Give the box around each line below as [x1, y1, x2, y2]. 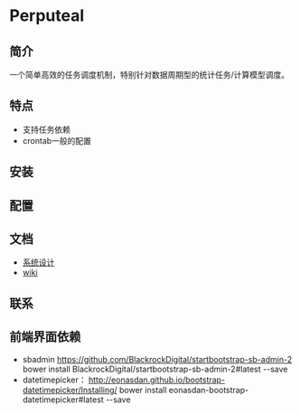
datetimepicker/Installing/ [22, 384, 118, 395]
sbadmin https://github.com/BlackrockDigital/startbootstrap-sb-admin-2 [22, 353, 292, 364]
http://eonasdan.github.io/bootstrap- [88, 374, 226, 385]
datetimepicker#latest [22, 394, 104, 405]
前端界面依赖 [9, 329, 81, 344]
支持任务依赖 [22, 124, 71, 135]
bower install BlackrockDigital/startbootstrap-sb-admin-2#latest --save [22, 363, 288, 374]
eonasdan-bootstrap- [168, 384, 249, 395]
